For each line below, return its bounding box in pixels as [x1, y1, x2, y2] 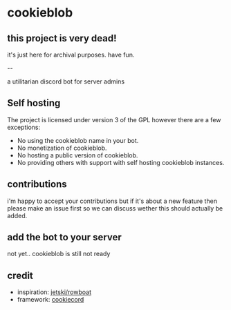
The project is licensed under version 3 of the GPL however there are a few [7, 115, 221, 124]
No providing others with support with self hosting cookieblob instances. [17, 158, 225, 166]
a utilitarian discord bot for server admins [7, 77, 125, 86]
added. [7, 211, 28, 220]
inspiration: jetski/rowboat [17, 288, 92, 296]
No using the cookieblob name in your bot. [17, 136, 139, 144]
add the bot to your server [7, 231, 122, 243]
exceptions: [7, 123, 40, 131]
